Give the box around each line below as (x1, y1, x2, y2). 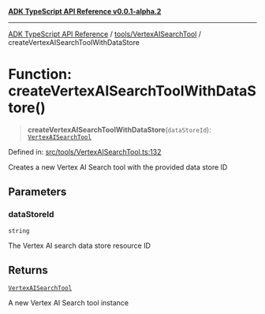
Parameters (8, 185, 67, 199)
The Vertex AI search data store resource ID (8, 241, 151, 250)
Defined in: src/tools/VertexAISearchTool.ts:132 (8, 147, 162, 156)
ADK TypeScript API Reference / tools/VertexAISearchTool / (8, 29, 202, 39)
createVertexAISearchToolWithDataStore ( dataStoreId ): (27, 125, 211, 134)
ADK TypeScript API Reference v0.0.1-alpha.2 (8, 7, 162, 16)
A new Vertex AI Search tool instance (8, 298, 129, 308)
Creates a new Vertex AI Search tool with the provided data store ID (8, 162, 228, 172)
